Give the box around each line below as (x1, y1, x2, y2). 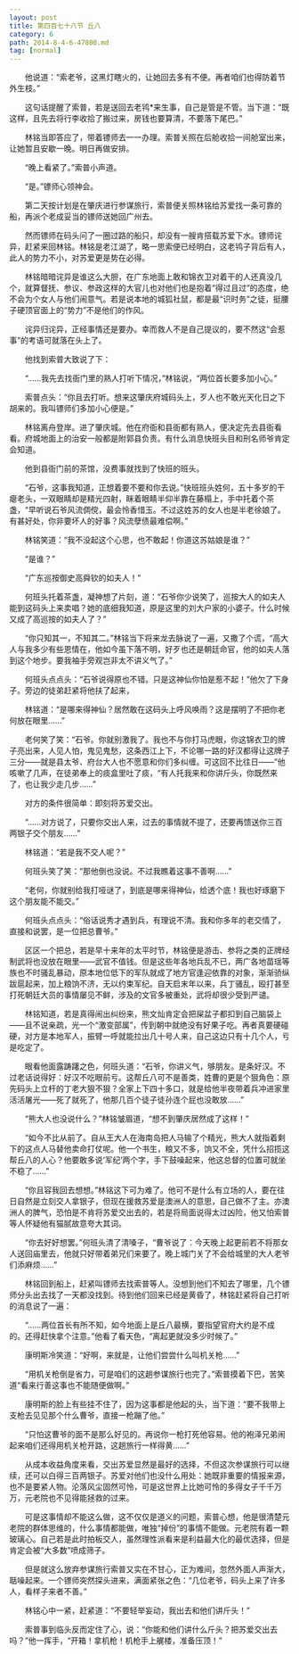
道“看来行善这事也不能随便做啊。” (9, 1380, 130, 1391)
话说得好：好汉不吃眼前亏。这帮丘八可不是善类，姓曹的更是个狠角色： (24, 1072, 282, 1083)
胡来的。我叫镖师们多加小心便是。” (9, 403, 134, 414)
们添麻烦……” (9, 1260, 58, 1270)
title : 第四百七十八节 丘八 (9, 21, 101, 30)
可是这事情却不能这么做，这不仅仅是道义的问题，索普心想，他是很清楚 (24, 1511, 282, 1522)
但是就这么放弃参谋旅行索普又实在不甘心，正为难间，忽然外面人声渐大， (24, 1564, 290, 1575)
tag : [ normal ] (9, 46, 62, 55)
